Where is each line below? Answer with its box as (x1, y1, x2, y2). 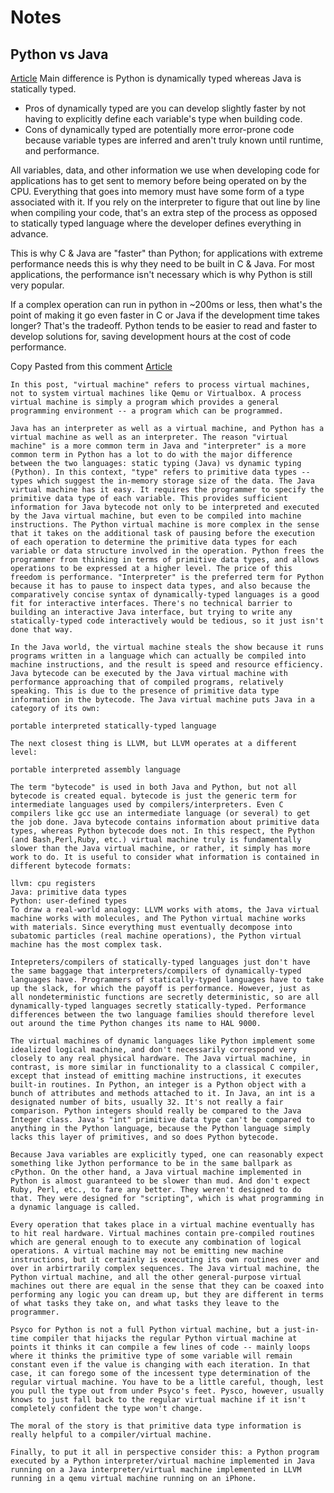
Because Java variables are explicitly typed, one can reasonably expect (10, 1150, 325, 1160)
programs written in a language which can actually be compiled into (10, 651, 307, 661)
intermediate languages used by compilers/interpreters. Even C (10, 800, 284, 810)
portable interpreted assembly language (10, 765, 182, 775)
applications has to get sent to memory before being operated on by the (10, 175, 307, 186)
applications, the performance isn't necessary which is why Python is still (10, 269, 313, 280)
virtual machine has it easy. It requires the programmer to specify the (10, 485, 325, 495)
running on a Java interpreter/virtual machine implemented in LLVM (10, 1465, 302, 1475)
